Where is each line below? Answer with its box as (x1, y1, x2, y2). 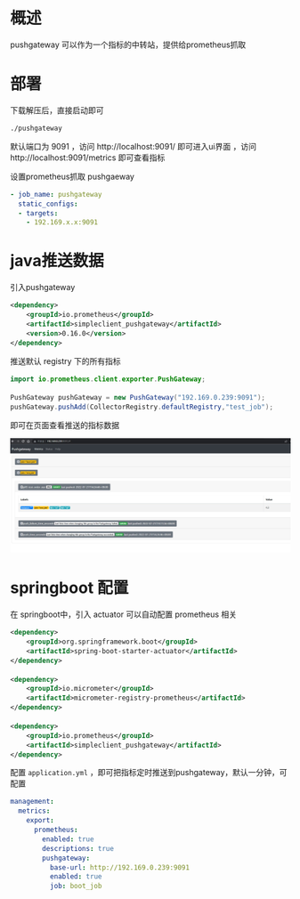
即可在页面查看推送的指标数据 (10, 420, 119, 431)
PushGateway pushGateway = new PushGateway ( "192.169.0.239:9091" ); (10, 393, 266, 402)
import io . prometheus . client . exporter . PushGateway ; (10, 375, 206, 384)
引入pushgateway (10, 282, 76, 293)
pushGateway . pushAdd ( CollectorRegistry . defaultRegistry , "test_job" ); (10, 402, 274, 412)
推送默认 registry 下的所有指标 (10, 355, 121, 366)
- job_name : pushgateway (10, 190, 102, 198)
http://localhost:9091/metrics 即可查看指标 (10, 152, 166, 163)
